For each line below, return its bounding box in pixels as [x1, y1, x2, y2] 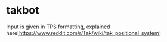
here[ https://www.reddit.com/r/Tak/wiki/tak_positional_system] [6, 29, 161, 36]
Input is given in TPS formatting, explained [6, 23, 110, 30]
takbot [6, 4, 39, 17]
